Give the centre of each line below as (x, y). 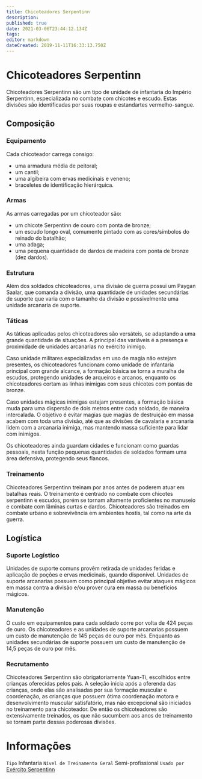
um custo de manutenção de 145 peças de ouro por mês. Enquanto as (93, 636)
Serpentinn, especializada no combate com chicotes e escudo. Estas (92, 98)
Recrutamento (28, 664)
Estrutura (20, 273)
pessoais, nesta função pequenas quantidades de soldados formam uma (96, 452)
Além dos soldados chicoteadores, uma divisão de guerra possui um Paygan (101, 286)
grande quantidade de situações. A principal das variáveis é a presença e (97, 340)
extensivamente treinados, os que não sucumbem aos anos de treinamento (99, 715)
